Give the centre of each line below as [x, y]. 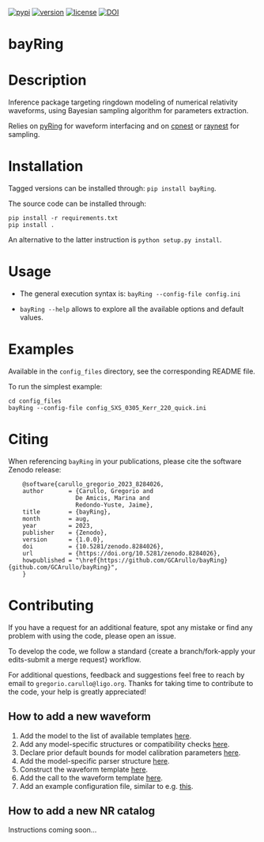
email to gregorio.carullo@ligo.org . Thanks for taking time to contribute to [131, 683]
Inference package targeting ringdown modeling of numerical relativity [123, 102]
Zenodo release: [35, 469]
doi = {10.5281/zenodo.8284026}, [93, 546]
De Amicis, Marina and [113, 498]
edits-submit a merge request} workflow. [75, 659]
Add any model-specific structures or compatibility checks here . [124, 744]
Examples [41, 349]
